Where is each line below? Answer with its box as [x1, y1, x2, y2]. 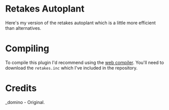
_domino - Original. [5, 99, 45, 105]
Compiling [5, 43, 49, 54]
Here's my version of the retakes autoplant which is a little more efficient [5, 20, 156, 26]
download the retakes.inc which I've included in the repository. [5, 65, 138, 71]
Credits [5, 83, 37, 94]
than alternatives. [5, 25, 41, 31]
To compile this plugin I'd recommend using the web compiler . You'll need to [5, 59, 164, 66]
